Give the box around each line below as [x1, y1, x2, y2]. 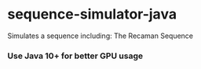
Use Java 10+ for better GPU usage [7, 50, 143, 61]
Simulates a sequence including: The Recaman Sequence [7, 31, 194, 40]
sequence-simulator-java [7, 5, 177, 23]
